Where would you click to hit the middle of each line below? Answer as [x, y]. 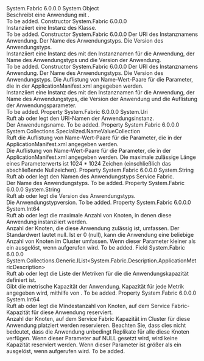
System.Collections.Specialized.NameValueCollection [73, 131]
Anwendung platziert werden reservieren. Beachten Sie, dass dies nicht [96, 325]
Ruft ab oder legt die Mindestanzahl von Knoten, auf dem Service [88, 306]
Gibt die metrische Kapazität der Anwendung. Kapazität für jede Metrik [95, 286]
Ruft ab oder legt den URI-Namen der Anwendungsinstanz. [80, 118]
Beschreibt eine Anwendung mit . [48, 15]
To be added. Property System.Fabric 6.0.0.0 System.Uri [77, 112]
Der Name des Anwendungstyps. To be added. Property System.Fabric [95, 183]
